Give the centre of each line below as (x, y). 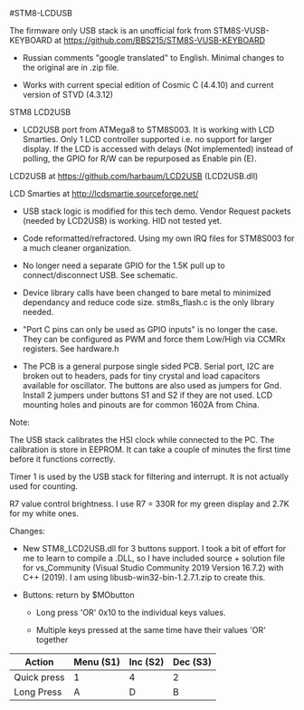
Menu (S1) (97, 662)
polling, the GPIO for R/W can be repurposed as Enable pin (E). (139, 158)
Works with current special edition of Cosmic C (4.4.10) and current (148, 85)
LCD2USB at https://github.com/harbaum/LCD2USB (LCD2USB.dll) (134, 176)
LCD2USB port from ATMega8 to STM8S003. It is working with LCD (148, 130)
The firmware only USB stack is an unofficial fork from (110, 30)
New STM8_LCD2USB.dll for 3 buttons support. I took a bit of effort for (154, 548)
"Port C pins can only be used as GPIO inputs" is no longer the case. (150, 329)
